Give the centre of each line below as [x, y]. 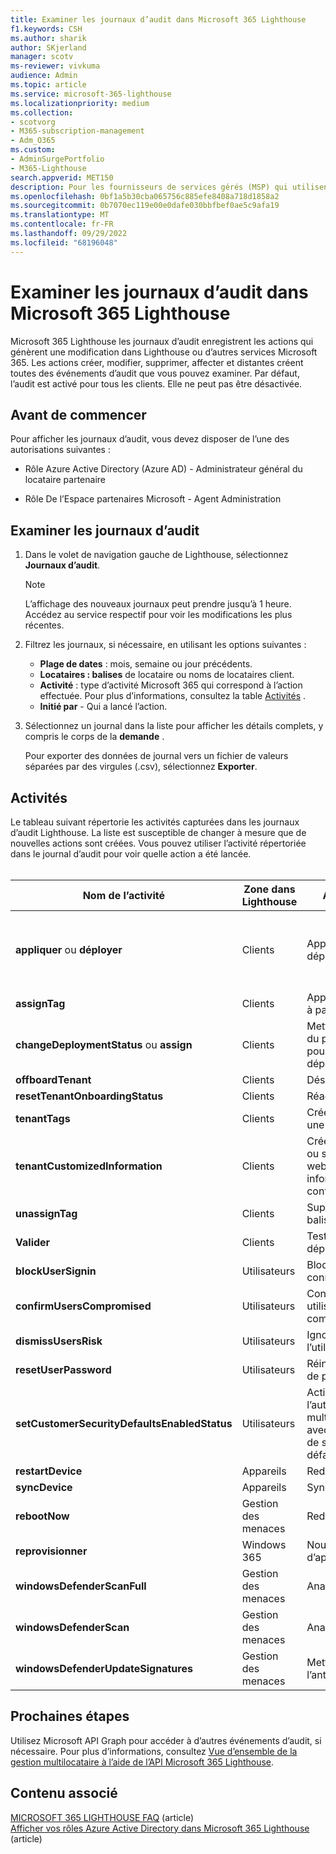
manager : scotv [42, 57]
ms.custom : [33, 150]
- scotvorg [33, 122]
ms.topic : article [48, 85]
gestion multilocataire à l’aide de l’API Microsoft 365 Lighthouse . [142, 1762]
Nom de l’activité [123, 895]
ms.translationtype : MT [60, 215]
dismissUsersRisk [59, 1341]
